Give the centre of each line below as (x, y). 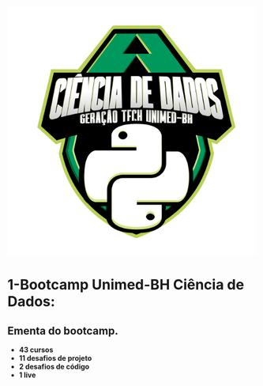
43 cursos (36, 350)
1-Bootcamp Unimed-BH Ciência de (126, 285)
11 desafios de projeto (55, 358)
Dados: (32, 302)
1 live (27, 375)
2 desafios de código (54, 367)
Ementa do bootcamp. (63, 331)
